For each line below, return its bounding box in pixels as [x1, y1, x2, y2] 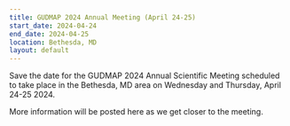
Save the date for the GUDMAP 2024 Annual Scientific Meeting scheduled [9, 70, 280, 81]
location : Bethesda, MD [9, 37, 98, 47]
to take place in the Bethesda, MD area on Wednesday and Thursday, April [9, 80, 282, 91]
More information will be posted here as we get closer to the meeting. [9, 106, 263, 117]
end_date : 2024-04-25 [9, 29, 90, 38]
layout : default [9, 46, 69, 55]
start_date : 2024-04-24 [9, 21, 98, 30]
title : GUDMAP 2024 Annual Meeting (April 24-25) [9, 12, 197, 22]
